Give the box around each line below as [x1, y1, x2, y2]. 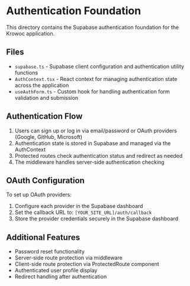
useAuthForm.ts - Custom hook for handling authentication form [14, 87, 170, 95]
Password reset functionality [14, 248, 85, 255]
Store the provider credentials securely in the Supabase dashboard [14, 215, 179, 222]
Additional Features [6, 232, 80, 242]
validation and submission [14, 94, 79, 101]
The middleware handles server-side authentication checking [14, 158, 165, 165]
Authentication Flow [6, 111, 83, 122]
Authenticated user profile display [14, 267, 98, 274]
